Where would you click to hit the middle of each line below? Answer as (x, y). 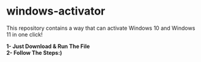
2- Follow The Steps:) (34, 52)
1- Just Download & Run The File (48, 46)
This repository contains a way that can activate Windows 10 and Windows (101, 28)
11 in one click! (25, 34)
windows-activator (56, 11)
